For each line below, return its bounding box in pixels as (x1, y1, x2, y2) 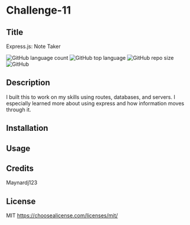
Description (6, 78, 50, 88)
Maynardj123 (6, 179, 38, 187)
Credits (6, 163, 34, 173)
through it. (6, 106, 31, 113)
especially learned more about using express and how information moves (6, 99, 185, 107)
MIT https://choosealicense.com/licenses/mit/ (6, 212, 118, 219)
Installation (6, 123, 48, 133)
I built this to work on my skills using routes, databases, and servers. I (6, 93, 175, 101)
